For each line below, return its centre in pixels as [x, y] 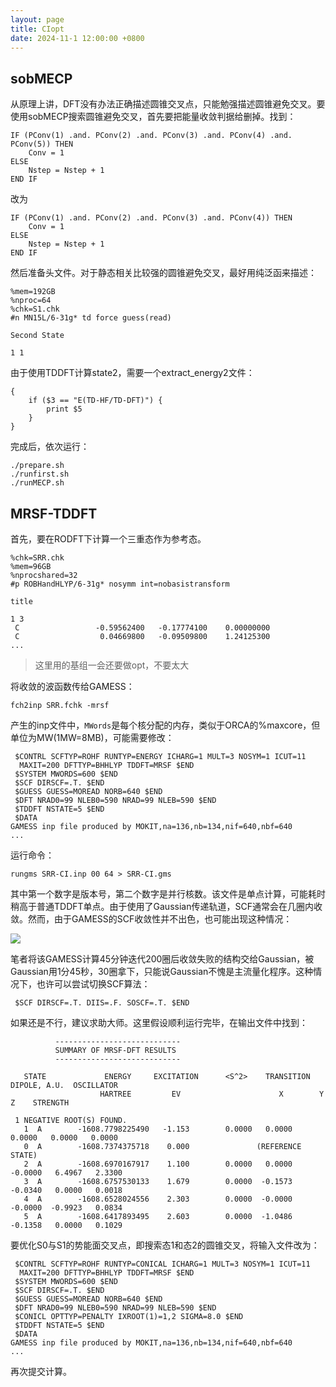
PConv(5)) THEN [42, 144]
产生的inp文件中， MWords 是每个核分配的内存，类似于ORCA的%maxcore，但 [165, 725]
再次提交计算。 [41, 1371]
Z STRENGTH [40, 1103]
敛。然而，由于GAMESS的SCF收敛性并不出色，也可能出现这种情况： [151, 919]
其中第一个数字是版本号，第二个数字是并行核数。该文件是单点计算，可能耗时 [168, 894]
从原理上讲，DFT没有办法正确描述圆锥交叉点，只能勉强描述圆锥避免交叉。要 [168, 104]
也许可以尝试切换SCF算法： [93, 984]
